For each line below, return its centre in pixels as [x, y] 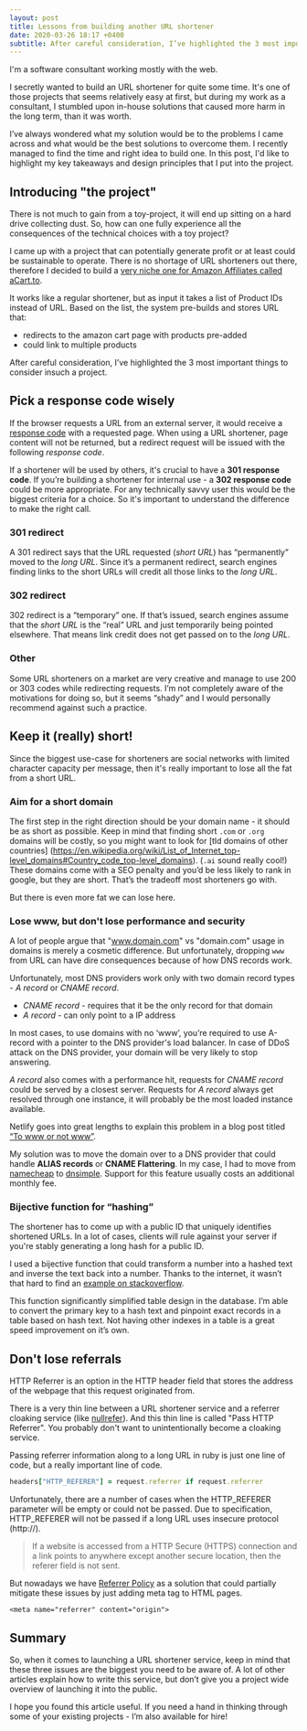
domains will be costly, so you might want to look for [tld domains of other [149, 840]
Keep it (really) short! [71, 737]
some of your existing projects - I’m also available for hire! [119, 1716]
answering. [31, 1063]
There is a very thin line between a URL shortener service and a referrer [145, 1408]
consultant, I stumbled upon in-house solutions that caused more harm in [148, 107]
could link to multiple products [79, 345]
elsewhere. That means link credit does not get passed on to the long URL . [150, 635]
